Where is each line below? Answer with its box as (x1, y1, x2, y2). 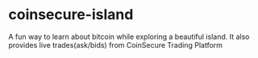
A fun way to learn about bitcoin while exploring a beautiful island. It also (8, 32, 250, 41)
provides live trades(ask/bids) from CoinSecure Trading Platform (8, 40, 223, 49)
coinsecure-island (8, 6, 134, 24)
